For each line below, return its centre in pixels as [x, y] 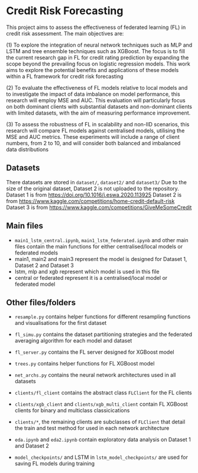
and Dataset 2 [32, 446]
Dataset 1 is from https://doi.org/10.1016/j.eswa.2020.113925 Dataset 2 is [94, 195]
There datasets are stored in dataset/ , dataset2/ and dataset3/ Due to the [97, 182]
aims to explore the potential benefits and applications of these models [92, 70]
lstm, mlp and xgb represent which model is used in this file [87, 271]
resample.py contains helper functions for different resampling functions [103, 317]
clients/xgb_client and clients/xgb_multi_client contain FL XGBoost [101, 404]
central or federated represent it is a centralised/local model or [91, 278]
